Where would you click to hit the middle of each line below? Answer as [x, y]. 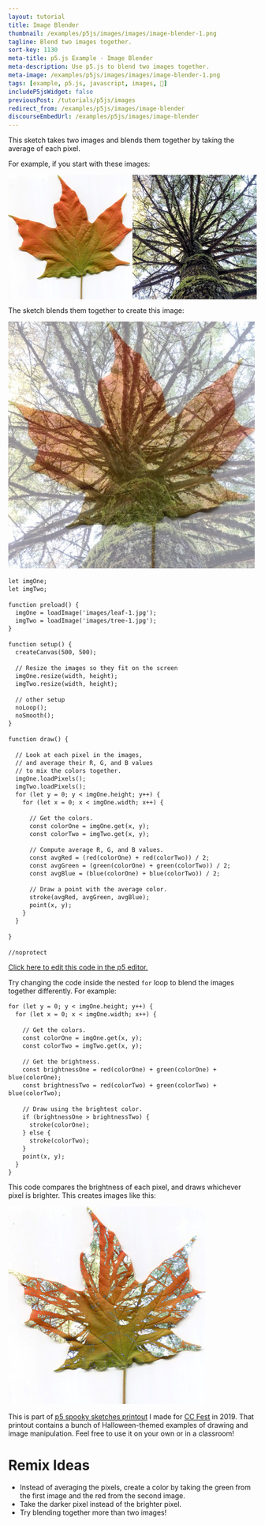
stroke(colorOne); [59, 1125]
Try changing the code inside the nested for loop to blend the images [121, 983]
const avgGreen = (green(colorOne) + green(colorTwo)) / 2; [130, 866]
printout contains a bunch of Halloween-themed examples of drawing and [128, 1425]
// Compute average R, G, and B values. [96, 850]
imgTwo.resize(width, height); [67, 684]
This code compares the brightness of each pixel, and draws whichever [125, 1187]
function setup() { [40, 645]
